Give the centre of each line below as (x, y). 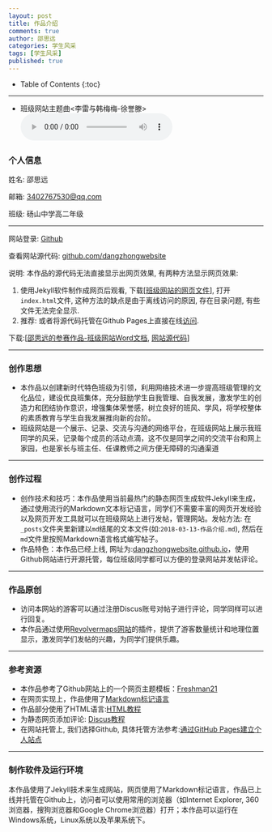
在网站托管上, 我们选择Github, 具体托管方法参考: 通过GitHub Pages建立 (137, 729)
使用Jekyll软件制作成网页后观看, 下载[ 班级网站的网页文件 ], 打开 (125, 290)
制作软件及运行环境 (46, 770)
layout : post (30, 16)
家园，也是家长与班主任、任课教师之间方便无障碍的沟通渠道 (119, 448)
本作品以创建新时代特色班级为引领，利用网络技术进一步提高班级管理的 (137, 388)
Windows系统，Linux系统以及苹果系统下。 (79, 820)
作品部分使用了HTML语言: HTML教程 (81, 709)
